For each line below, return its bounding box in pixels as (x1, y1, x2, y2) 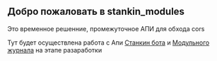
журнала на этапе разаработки (7, 45, 102, 54)
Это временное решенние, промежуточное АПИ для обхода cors (7, 24, 205, 33)
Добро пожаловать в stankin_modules (7, 6, 185, 18)
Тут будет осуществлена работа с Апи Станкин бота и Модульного (7, 38, 210, 47)
